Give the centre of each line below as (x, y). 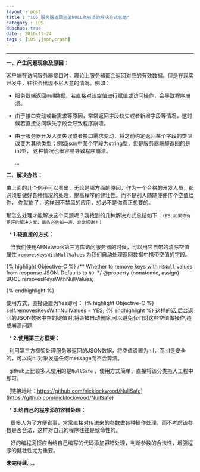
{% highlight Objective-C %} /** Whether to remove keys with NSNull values (99, 266)
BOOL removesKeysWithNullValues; (50, 279)
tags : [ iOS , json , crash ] (38, 39)
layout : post (24, 12)
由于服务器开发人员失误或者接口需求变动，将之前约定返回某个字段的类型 (103, 136)
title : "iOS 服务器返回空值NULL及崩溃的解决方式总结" (68, 17)
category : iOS (25, 23)
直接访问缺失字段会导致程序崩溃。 (67, 123)
